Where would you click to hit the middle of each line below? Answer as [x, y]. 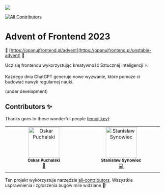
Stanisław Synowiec [121, 160]
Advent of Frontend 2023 [58, 37]
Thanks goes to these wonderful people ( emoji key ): [58, 118]
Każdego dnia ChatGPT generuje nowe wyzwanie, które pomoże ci [73, 77]
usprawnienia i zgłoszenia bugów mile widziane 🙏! [56, 185]
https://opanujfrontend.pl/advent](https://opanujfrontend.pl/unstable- [81, 50]
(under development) [27, 91]
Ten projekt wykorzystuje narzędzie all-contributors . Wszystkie [69, 180]
